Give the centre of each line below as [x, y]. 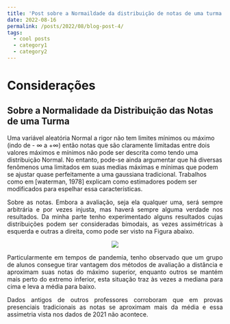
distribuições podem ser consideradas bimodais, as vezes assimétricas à [115, 224]
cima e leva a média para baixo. [52, 286]
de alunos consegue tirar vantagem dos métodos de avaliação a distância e [115, 264]
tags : [15, 33]
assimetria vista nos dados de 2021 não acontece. [78, 314]
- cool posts [32, 39]
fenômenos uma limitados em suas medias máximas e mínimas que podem [113, 167]
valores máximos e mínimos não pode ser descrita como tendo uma [103, 152]
